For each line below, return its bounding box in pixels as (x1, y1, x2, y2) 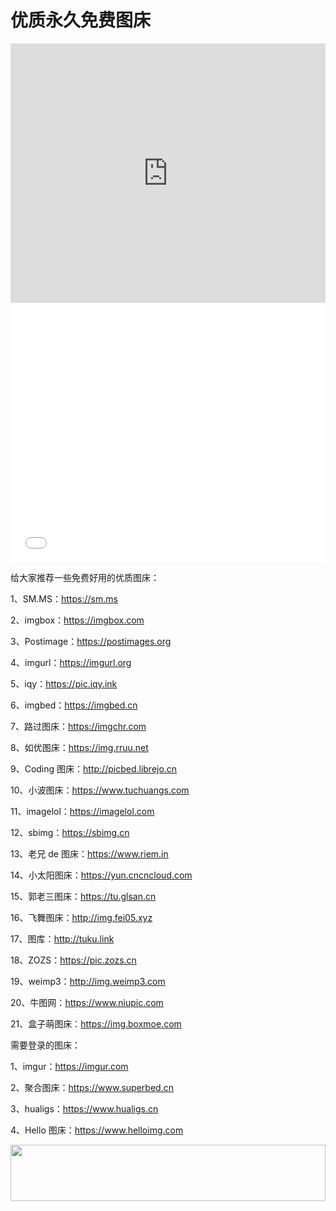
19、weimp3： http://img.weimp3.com (10, 975, 166, 987)
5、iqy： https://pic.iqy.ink (10, 677, 118, 690)
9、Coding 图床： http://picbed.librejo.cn (10, 762, 178, 775)
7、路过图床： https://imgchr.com (10, 720, 147, 732)
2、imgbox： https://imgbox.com (10, 614, 145, 626)
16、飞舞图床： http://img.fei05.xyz (10, 911, 153, 923)
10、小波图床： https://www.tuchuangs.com (10, 784, 190, 796)
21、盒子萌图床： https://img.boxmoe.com (10, 1017, 182, 1030)
